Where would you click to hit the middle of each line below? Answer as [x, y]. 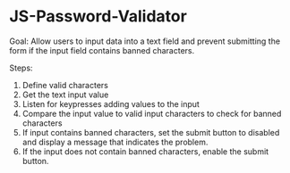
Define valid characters [65, 85]
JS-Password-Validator [98, 16]
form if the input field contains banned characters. [102, 50]
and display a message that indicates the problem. [115, 142]
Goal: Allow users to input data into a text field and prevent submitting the [145, 41]
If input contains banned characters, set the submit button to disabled [151, 132]
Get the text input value [65, 95]
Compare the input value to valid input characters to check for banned [152, 113]
